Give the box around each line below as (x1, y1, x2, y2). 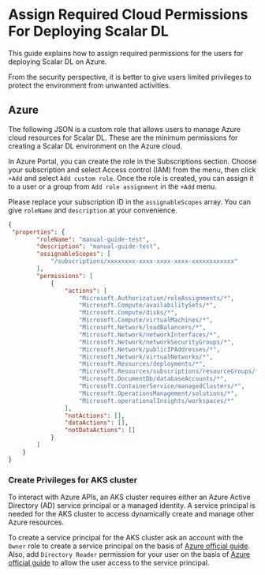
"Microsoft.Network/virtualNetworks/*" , (78, 353, 214, 361)
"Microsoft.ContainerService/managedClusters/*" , (78, 382, 245, 390)
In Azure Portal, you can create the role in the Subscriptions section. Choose (8, 156, 257, 166)
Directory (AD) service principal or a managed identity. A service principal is (8, 500, 256, 510)
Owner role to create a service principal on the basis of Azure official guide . (8, 541, 251, 551)
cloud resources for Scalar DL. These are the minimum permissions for (8, 133, 238, 142)
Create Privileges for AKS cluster (8, 474, 138, 485)
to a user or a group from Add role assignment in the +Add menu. (8, 182, 217, 191)
